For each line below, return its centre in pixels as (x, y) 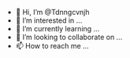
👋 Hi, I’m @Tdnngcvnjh (52, 12)
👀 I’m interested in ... (49, 20)
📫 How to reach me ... (52, 46)
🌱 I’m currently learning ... (58, 29)
